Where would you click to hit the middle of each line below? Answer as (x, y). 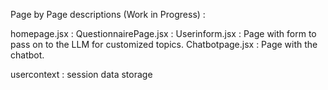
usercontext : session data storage (81, 74)
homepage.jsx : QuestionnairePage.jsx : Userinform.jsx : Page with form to (163, 33)
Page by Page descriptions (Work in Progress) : (108, 14)
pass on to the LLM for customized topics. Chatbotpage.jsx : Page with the (164, 44)
